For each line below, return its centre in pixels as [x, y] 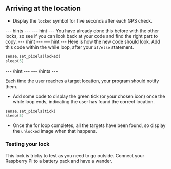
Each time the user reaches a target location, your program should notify [82, 81]
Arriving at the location [43, 8]
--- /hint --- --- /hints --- [32, 71]
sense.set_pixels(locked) [33, 56]
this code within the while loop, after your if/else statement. [70, 47]
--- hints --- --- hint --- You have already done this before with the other [82, 31]
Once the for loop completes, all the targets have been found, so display [89, 125]
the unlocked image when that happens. [55, 131]
